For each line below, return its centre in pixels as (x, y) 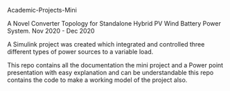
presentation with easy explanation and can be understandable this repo (110, 73)
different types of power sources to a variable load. (80, 52)
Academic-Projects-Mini (42, 10)
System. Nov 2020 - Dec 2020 (51, 31)
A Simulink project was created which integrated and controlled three (106, 44)
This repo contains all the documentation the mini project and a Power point (115, 65)
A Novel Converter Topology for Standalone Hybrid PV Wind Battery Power (114, 23)
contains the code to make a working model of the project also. (97, 80)
